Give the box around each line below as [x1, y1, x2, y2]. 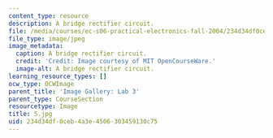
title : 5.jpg [8, 110, 53, 119]
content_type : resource [8, 11, 89, 20]
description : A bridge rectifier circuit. [8, 19, 154, 28]
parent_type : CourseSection [8, 95, 104, 103]
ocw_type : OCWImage [8, 80, 75, 88]
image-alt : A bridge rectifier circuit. [15, 65, 154, 73]
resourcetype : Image [8, 102, 79, 110]
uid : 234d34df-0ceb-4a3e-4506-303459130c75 [8, 118, 158, 126]
